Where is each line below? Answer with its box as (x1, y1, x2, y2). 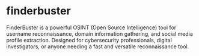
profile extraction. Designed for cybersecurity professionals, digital (6, 36, 173, 43)
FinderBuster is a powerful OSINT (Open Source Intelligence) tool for (6, 24, 177, 31)
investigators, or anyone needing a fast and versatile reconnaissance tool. (6, 43, 189, 50)
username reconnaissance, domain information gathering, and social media (6, 30, 194, 37)
